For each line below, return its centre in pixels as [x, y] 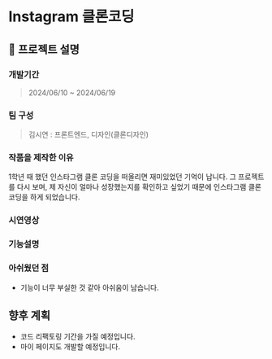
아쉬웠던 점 [29, 268]
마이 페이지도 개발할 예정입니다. [70, 347]
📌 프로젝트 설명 [44, 49]
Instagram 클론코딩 [71, 17]
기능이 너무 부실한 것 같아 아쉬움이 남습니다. [90, 287]
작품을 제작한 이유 [41, 158]
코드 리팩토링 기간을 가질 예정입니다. [78, 337]
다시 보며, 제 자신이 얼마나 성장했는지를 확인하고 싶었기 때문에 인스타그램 [132, 187]
